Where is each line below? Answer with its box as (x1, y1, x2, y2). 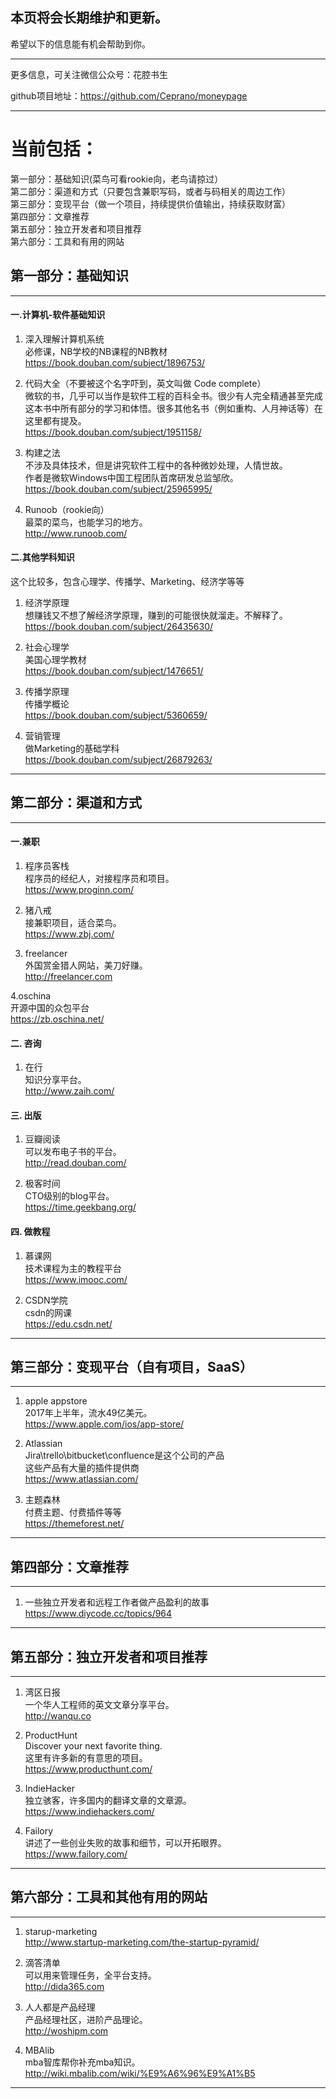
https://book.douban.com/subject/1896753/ (24, 356, 206, 368)
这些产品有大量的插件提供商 (24, 1462, 140, 1474)
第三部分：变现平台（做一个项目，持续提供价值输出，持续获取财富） (10, 198, 291, 210)
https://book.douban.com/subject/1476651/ (24, 664, 204, 677)
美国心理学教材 (24, 653, 87, 665)
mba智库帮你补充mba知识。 (24, 2056, 141, 2068)
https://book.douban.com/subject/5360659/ (24, 709, 208, 721)
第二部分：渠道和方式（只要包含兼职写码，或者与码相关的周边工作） (10, 185, 291, 197)
